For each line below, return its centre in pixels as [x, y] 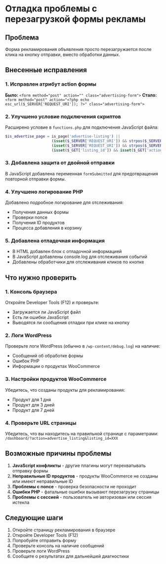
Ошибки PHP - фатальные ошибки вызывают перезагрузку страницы [86, 492]
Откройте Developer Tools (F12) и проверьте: [52, 303]
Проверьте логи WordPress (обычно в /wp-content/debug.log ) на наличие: [83, 346]
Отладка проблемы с [51, 9]
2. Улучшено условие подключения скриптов [63, 116]
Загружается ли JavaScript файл [46, 312]
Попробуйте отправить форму [44, 540]
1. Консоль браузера [31, 292]
